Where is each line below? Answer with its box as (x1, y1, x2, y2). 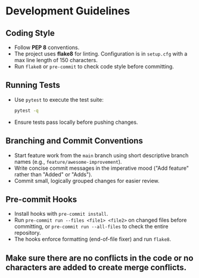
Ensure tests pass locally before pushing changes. (14, 118, 138, 126)
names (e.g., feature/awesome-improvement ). (14, 158, 122, 165)
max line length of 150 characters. (14, 57, 98, 63)
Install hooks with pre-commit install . (14, 210, 108, 218)
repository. (14, 229, 41, 237)
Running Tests (5, 80, 60, 90)
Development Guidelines (5, 4, 130, 18)
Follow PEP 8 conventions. (14, 44, 80, 51)
